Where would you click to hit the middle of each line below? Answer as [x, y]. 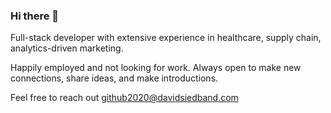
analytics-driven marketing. [67, 48]
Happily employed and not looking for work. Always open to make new [156, 68]
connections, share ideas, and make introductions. [114, 78]
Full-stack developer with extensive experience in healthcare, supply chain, [166, 38]
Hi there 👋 [35, 16]
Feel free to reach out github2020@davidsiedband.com [124, 98]
